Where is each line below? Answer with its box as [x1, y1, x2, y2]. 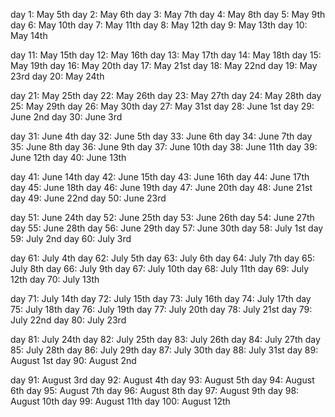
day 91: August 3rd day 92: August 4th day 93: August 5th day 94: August [10, 374, 315, 386]
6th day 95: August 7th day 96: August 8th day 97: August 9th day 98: [10, 385, 300, 396]
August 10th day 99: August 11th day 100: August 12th [10, 395, 231, 407]
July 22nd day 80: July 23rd [10, 314, 127, 326]
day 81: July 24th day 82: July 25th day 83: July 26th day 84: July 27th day [10, 334, 321, 345]
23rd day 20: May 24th [10, 70, 105, 82]
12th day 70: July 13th [10, 274, 100, 285]
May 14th [10, 30, 48, 41]
